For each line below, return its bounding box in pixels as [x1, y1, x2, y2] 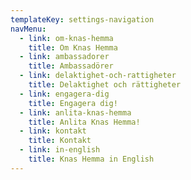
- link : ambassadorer [19, 52, 110, 62]
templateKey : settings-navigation [10, 14, 155, 25]
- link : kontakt [19, 126, 87, 136]
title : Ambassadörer [28, 61, 114, 71]
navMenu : [10, 24, 47, 34]
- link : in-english [19, 145, 101, 155]
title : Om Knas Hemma [28, 42, 118, 53]
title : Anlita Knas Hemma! [28, 117, 141, 127]
